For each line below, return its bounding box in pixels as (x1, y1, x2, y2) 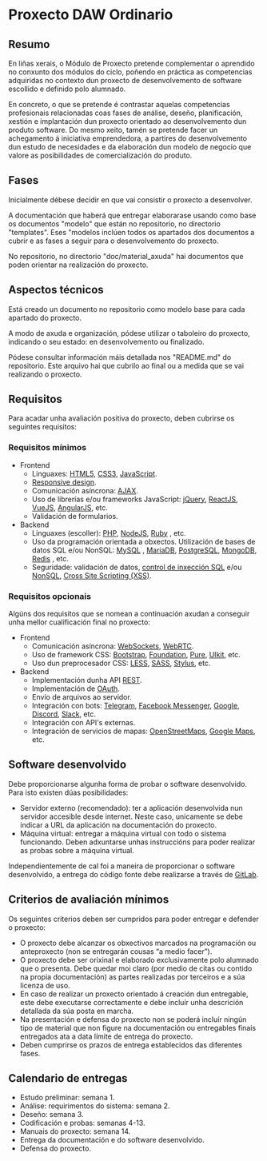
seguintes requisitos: (8, 422, 78, 432)
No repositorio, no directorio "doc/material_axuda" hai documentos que (8, 251, 244, 261)
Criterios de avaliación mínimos (8, 893, 169, 907)
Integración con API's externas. (31, 718, 136, 728)
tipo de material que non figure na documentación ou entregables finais (19, 1023, 257, 1032)
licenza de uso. (19, 980, 70, 990)
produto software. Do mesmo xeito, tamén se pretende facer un (8, 126, 218, 134)
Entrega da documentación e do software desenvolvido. (19, 1135, 205, 1145)
